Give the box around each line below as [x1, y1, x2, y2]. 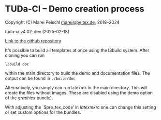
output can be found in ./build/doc [5, 75, 76, 81]
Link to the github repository [5, 38, 61, 44]
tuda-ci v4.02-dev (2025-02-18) [5, 28, 70, 34]
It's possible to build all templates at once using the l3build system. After [5, 47, 150, 53]
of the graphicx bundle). [5, 95, 53, 101]
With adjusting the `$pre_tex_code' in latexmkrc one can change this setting [5, 104, 156, 110]
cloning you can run [5, 52, 45, 58]
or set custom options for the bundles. [5, 109, 81, 115]
